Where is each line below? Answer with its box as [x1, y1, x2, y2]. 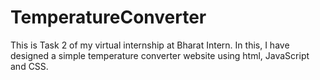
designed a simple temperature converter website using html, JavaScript [10, 49, 310, 61]
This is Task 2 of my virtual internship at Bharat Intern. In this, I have [10, 39, 290, 51]
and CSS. [10, 60, 49, 72]
